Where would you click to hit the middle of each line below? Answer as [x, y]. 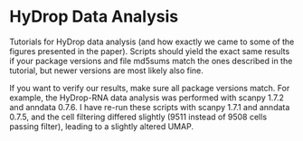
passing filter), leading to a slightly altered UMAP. [102, 126]
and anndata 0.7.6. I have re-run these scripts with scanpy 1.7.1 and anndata [150, 107]
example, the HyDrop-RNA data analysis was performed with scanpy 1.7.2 [147, 98]
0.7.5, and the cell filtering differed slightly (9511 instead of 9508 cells [138, 117]
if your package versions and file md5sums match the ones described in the [151, 61]
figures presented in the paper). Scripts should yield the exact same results [150, 51]
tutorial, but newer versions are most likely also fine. [106, 70]
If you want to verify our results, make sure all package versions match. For [150, 88]
